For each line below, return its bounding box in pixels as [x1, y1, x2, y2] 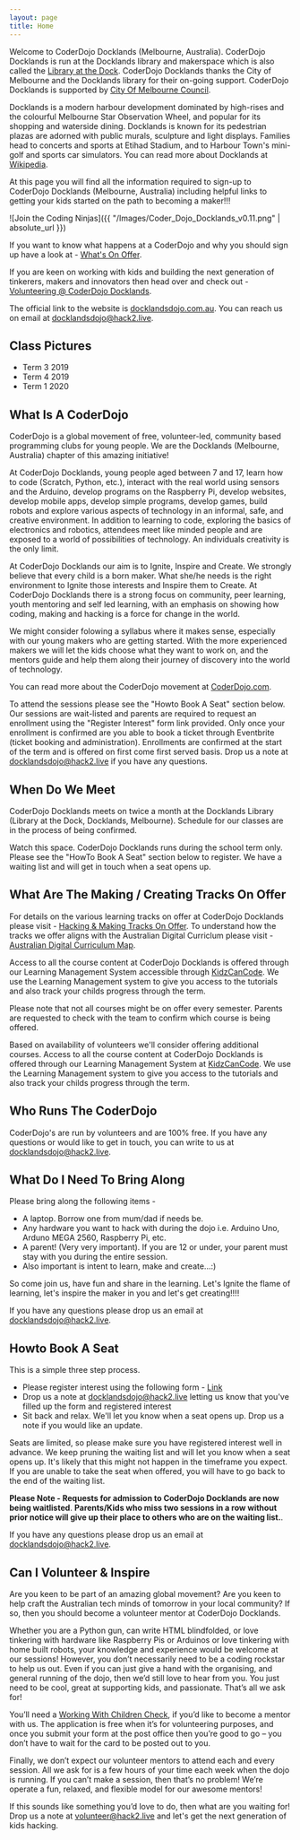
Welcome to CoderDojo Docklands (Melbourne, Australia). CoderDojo [9, 46, 266, 56]
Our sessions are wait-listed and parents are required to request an [9, 708, 257, 719]
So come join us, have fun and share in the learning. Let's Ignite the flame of [9, 1279, 291, 1289]
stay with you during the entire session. [21, 1252, 168, 1263]
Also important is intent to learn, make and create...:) [21, 1261, 217, 1272]
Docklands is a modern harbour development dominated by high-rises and [9, 101, 285, 112]
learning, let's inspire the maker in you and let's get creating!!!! [9, 1288, 240, 1298]
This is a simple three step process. [9, 1365, 141, 1376]
